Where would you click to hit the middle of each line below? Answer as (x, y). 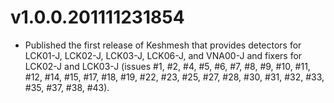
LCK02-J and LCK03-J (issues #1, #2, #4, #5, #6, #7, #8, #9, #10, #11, (167, 66)
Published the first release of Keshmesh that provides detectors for (163, 45)
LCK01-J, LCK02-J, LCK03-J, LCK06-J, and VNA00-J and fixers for (163, 55)
